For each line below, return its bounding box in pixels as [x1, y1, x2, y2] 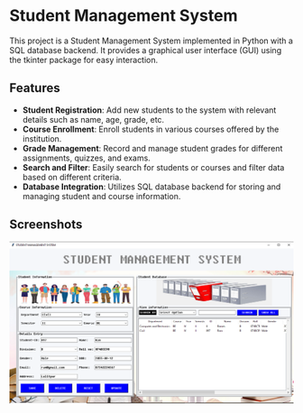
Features [9, 80, 60, 96]
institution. [22, 133, 62, 144]
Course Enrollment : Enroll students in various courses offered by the [22, 124, 280, 134]
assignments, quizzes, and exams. [22, 152, 151, 163]
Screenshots [9, 217, 83, 233]
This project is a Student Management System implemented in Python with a [9, 35, 293, 46]
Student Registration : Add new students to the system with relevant [22, 105, 277, 115]
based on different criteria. [22, 171, 122, 182]
